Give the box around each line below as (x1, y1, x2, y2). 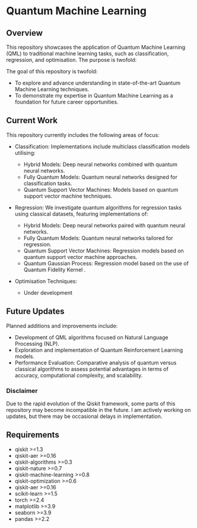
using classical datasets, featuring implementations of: (14, 210, 148, 217)
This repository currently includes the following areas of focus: (6, 131, 160, 138)
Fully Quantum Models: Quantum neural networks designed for (23, 173, 178, 180)
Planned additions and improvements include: (6, 322, 118, 329)
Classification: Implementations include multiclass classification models (14, 143, 190, 150)
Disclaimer (6, 386, 38, 395)
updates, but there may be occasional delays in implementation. (6, 413, 163, 420)
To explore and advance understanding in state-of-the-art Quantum (14, 79, 181, 86)
